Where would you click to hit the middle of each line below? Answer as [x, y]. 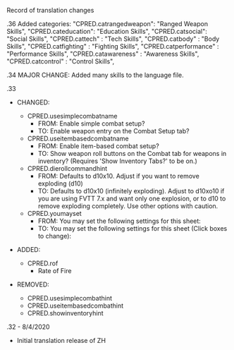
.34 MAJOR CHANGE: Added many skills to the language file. [95, 75]
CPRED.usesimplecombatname [72, 116]
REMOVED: [33, 284]
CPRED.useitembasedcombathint [75, 306]
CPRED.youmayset [54, 213]
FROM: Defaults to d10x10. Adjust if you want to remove [119, 176]
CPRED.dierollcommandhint [67, 168]
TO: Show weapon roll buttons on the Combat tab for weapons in [132, 153]
